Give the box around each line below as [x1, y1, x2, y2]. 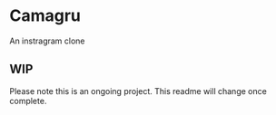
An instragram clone [9, 35, 85, 46]
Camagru [9, 5, 82, 26]
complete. [9, 95, 47, 106]
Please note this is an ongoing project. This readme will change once [9, 85, 268, 96]
